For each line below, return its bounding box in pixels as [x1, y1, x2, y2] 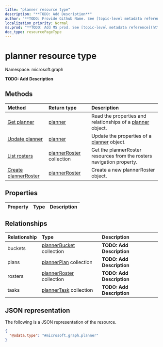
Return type [48, 104, 77, 111]
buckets [7, 245, 26, 252]
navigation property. [91, 158, 138, 165]
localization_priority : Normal [5, 20, 68, 26]
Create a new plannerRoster [91, 166, 155, 173]
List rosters [7, 152, 33, 159]
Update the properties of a [91, 132, 152, 139]
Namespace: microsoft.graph [5, 66, 64, 72]
